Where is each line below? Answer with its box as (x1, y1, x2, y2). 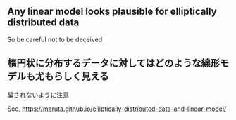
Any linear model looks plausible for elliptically (7, 6, 217, 18)
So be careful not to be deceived (7, 35, 103, 44)
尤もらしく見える (35, 70, 109, 83)
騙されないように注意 (7, 91, 69, 99)
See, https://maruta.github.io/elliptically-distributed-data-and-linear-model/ (7, 105, 227, 113)
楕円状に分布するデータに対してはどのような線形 (7, 58, 220, 69)
